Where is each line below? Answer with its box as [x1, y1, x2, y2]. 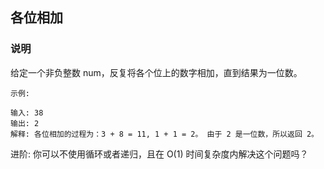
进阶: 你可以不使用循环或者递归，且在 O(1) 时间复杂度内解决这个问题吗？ [10, 148, 309, 160]
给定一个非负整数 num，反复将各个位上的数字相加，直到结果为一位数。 [10, 66, 303, 78]
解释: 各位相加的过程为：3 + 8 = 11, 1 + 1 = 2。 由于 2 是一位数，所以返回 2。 [10, 129, 319, 139]
